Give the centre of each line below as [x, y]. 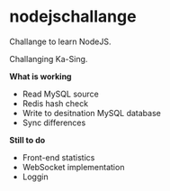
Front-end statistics [58, 157]
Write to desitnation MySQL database [92, 113]
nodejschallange [73, 17]
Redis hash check [55, 103]
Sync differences [54, 123]
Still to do [27, 140]
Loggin [35, 177]
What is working [40, 76]
